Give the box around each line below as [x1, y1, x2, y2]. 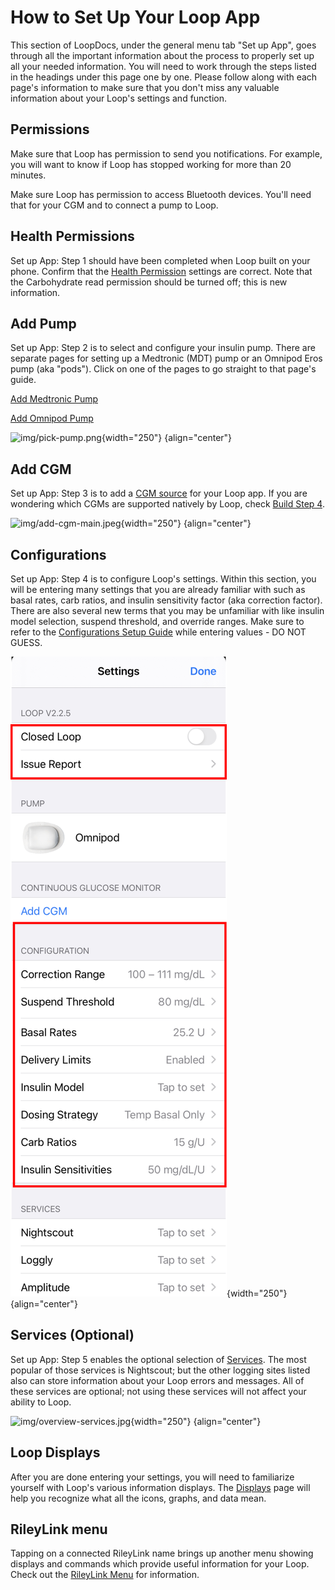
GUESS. [10, 637, 43, 648]
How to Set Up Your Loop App [10, 6, 261, 29]
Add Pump [10, 315, 77, 332]
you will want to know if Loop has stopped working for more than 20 [10, 158, 292, 170]
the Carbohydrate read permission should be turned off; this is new [10, 276, 288, 288]
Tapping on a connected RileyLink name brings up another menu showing [10, 1547, 314, 1560]
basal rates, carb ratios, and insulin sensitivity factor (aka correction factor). [10, 594, 323, 606]
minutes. [10, 169, 47, 181]
